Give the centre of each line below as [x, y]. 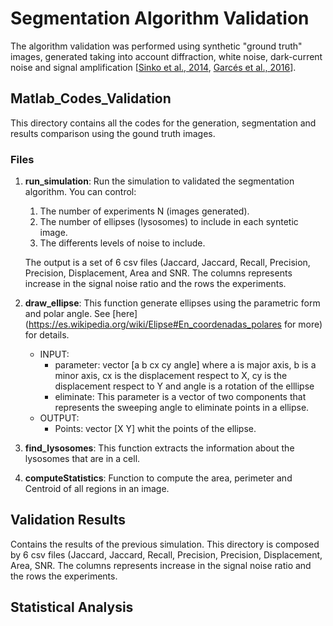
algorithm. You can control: [80, 192]
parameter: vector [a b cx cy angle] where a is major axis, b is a [185, 365]
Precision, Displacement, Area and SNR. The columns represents [158, 273]
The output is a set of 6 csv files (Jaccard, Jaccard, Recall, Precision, [167, 263]
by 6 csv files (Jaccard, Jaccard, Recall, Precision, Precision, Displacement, [166, 554]
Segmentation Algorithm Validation [160, 18]
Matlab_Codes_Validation [91, 98]
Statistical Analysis [72, 607]
